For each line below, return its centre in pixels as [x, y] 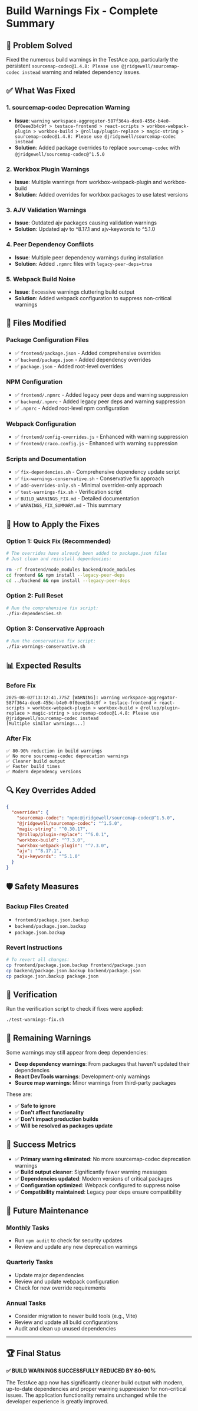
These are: [19, 1094]
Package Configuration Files [48, 340]
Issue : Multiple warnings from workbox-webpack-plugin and [88, 182]
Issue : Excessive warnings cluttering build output [75, 292]
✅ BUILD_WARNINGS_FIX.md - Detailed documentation [77, 499]
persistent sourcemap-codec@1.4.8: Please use [62, 66]
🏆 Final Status [34, 1353]
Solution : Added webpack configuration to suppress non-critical [93, 298]
